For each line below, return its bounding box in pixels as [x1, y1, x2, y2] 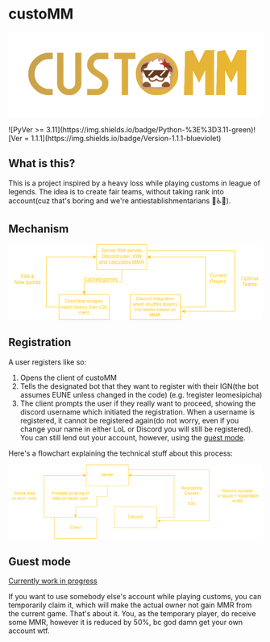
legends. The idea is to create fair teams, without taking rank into [8, 186, 224, 196]
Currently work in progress [8, 576, 98, 586]
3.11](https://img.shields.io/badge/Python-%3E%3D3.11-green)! [45, 124, 256, 134]
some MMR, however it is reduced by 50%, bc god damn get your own [8, 618, 243, 627]
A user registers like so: [8, 356, 87, 367]
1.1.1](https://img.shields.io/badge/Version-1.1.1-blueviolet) [31, 133, 222, 143]
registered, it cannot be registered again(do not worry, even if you [19, 415, 239, 425]
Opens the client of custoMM [19, 373, 117, 382]
